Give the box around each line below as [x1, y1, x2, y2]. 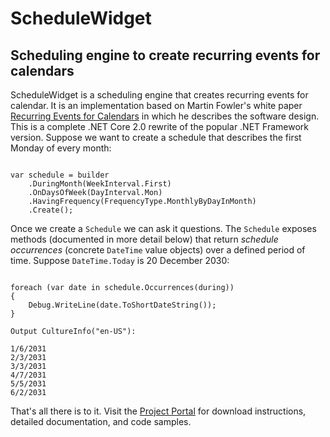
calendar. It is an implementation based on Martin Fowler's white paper [10, 100, 303, 111]
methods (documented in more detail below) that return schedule [10, 233, 279, 245]
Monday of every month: [10, 142, 112, 154]
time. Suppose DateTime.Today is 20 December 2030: [10, 255, 230, 266]
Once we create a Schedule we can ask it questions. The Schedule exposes [10, 223, 317, 234]
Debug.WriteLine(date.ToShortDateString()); [28, 300, 217, 310]
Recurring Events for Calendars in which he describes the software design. [10, 110, 320, 122]
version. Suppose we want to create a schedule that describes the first [10, 132, 302, 143]
